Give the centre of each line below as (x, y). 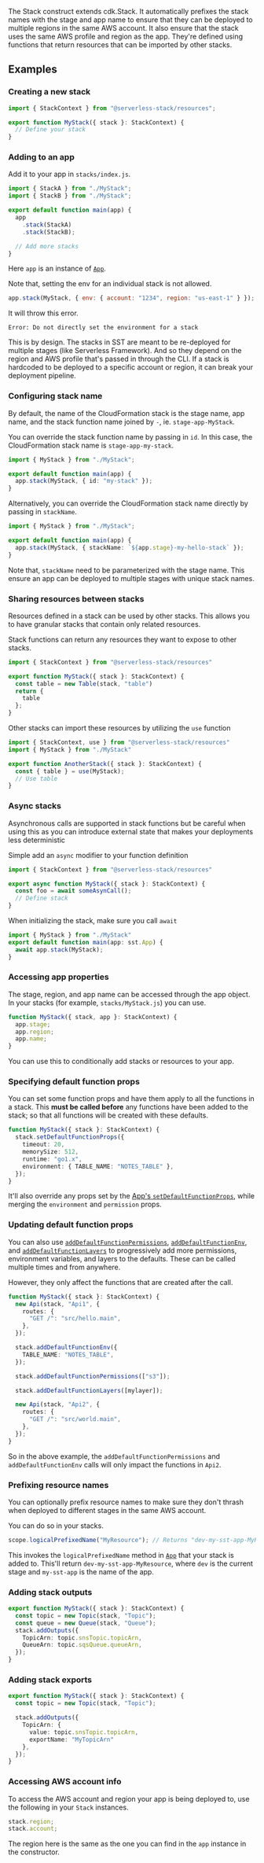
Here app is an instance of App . (57, 269)
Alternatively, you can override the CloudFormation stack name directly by (128, 503)
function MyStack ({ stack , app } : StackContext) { (93, 1017)
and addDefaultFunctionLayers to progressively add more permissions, (123, 1250)
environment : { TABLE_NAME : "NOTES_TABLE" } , (98, 1166)
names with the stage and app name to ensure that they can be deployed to (130, 20)
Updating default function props (71, 1224)
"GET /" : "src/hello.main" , (75, 1319)
